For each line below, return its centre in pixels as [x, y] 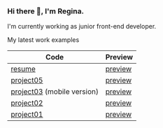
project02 [27, 103]
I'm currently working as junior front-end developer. [82, 27]
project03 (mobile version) [55, 92]
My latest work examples [43, 40]
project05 [27, 80]
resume [23, 69]
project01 [27, 115]
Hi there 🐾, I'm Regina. [46, 11]
